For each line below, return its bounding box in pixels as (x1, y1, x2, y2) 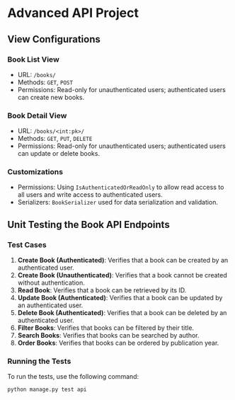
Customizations (7, 167, 64, 177)
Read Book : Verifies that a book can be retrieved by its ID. (17, 286, 187, 295)
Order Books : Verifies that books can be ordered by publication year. (17, 338, 219, 348)
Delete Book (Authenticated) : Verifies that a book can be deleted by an (17, 309, 227, 317)
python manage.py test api (7, 386, 87, 394)
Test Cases (7, 239, 47, 249)
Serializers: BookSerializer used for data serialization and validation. (17, 198, 218, 207)
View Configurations (7, 33, 101, 45)
